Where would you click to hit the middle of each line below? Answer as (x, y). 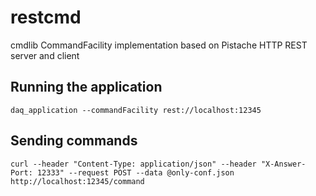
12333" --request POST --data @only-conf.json (135, 172)
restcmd (46, 17)
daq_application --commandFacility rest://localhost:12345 (136, 110)
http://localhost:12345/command (77, 181)
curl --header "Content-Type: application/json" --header (133, 164)
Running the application (86, 87)
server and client (45, 55)
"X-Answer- (283, 164)
